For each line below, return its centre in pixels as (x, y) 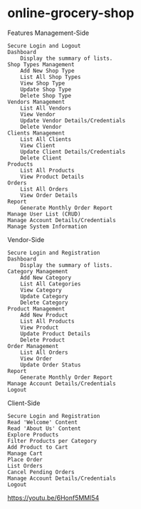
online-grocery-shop (71, 13)
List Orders (25, 466)
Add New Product (45, 315)
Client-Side (24, 403)
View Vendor (38, 114)
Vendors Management (36, 102)
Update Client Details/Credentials (73, 152)
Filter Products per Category (52, 441)
